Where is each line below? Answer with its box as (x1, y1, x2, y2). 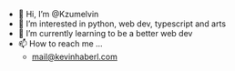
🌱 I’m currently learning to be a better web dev (17, 28, 193, 38)
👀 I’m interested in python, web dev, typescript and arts (17, 18, 226, 29)
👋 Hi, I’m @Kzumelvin (17, 9, 99, 19)
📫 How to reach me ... (17, 38, 103, 49)
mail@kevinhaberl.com (31, 51, 118, 62)
